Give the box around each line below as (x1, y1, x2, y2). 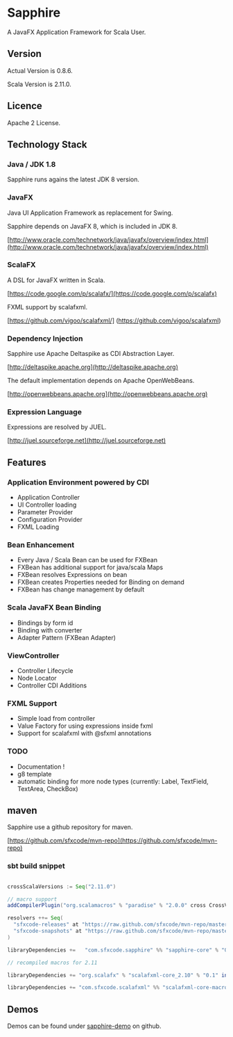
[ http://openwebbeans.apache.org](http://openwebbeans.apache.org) (7, 390, 208, 398)
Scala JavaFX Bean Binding (7, 603, 102, 612)
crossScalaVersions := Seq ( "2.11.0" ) (7, 883, 116, 890)
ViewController (7, 651, 60, 660)
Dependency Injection (7, 334, 83, 343)
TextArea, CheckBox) (17, 784, 78, 793)
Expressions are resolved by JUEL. (7, 423, 107, 432)
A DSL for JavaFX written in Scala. (7, 276, 105, 284)
